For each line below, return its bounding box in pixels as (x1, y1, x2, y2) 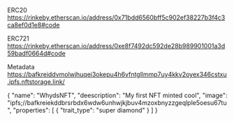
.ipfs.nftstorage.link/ (7, 78, 65, 86)
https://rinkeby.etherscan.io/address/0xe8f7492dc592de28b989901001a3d (7, 42, 226, 50)
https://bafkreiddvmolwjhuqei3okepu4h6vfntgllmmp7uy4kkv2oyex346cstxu (7, 70, 227, 78)
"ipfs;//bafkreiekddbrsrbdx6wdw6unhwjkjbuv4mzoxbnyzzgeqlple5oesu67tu (7, 99, 227, 107)
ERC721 (7, 34, 29, 43)
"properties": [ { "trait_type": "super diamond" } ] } (13, 106, 159, 114)
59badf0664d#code (7, 49, 66, 57)
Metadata (7, 63, 35, 71)
